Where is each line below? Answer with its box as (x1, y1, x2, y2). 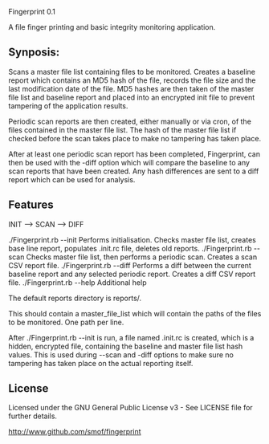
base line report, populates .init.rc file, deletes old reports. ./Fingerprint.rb (8, 243, 252, 253)
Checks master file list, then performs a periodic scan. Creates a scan (26, 252, 258, 262)
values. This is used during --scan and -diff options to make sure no (8, 349, 234, 360)
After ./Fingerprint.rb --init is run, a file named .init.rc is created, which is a (8, 332, 255, 342)
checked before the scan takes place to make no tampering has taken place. (8, 133, 262, 143)
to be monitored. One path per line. (8, 317, 124, 327)
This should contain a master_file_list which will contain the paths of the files (8, 308, 262, 318)
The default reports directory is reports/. (8, 293, 142, 303)
